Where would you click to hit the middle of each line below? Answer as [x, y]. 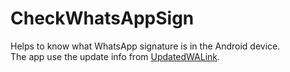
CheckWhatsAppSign [102, 18]
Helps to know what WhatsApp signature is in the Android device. [145, 46]
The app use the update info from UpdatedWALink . [115, 56]
